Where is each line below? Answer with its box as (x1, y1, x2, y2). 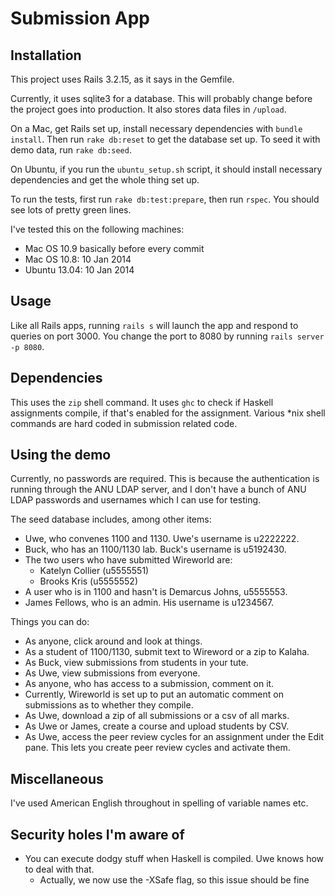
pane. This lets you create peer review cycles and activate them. (24, 742, 291, 754)
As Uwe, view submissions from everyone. (24, 667, 201, 679)
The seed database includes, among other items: (10, 513, 212, 526)
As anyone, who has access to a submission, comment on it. (24, 678, 275, 690)
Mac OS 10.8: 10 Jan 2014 (24, 253, 132, 265)
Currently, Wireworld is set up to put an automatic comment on (24, 688, 284, 701)
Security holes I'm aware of (10, 826, 185, 843)
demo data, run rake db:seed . (10, 144, 132, 156)
